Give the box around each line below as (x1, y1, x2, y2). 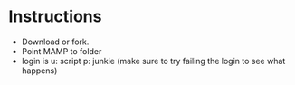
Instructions (8, 6, 102, 27)
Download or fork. (21, 36, 90, 47)
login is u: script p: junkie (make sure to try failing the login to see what (21, 55, 286, 66)
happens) (21, 65, 58, 76)
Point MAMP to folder (21, 45, 102, 56)
